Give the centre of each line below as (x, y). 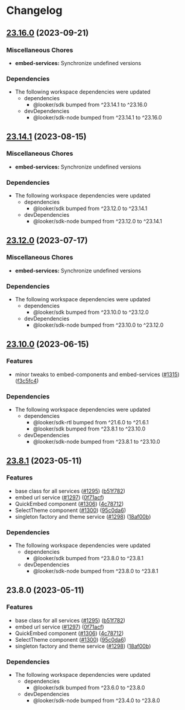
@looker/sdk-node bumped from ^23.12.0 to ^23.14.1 (98, 222)
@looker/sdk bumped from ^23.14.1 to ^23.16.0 (90, 105)
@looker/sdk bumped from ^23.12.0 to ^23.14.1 (90, 208)
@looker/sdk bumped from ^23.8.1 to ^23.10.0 (89, 429)
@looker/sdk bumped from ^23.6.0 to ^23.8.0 (89, 688)
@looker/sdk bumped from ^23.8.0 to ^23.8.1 (88, 558)
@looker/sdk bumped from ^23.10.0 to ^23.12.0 (91, 312)
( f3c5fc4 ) (27, 380)
